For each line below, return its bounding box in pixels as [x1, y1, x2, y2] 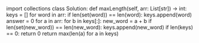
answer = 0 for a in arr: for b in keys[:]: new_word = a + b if [6, 18, 152, 24]
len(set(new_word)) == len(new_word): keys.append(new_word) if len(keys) [6, 24, 194, 31]
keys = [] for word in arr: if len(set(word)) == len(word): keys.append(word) [6, 11, 192, 18]
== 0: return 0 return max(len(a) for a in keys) [6, 30, 119, 37]
